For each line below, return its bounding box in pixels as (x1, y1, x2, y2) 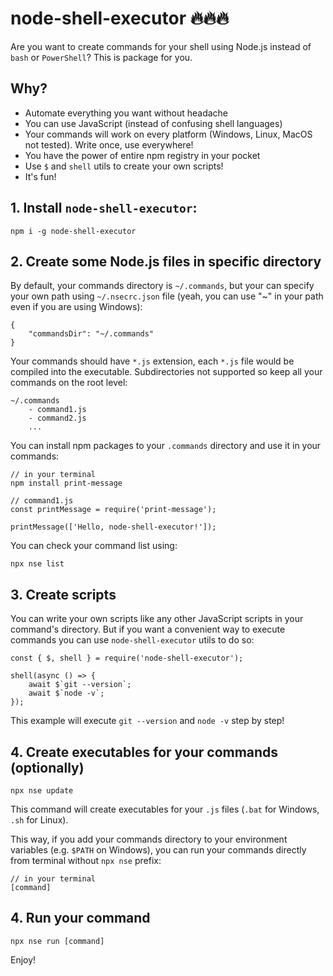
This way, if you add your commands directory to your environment (10, 833, 288, 845)
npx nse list (10, 559, 65, 569)
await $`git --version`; (28, 680, 132, 690)
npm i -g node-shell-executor (10, 226, 137, 236)
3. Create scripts (10, 586, 117, 603)
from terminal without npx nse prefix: (10, 855, 162, 866)
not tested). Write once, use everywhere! (24, 138, 194, 151)
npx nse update (10, 786, 74, 796)
